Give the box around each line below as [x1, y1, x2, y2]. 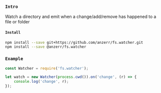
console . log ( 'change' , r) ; [14, 79, 69, 84]
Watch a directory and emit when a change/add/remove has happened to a [5, 14, 157, 19]
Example [5, 56, 23, 62]
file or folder [5, 19, 30, 25]
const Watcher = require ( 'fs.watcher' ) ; [5, 66, 89, 71]
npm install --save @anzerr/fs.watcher [5, 44, 87, 50]
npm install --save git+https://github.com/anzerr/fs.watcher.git [5, 40, 143, 45]
